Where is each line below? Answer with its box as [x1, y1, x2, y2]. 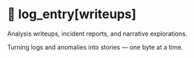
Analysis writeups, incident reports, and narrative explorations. [7, 29, 188, 38]
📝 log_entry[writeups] [7, 6, 137, 22]
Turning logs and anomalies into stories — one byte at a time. [7, 43, 184, 51]
